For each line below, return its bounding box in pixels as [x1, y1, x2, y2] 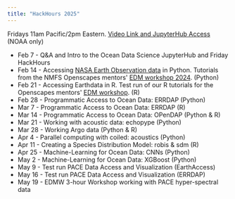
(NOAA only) [7, 37, 44, 46]
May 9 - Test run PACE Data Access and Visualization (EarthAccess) [17, 162, 216, 171]
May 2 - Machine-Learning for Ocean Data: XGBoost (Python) [17, 155, 197, 164]
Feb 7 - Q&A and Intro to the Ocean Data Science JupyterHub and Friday [17, 51, 229, 59]
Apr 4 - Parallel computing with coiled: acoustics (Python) [17, 133, 186, 141]
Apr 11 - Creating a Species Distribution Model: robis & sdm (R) [17, 140, 199, 148]
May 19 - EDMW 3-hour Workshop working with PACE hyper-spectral [17, 177, 219, 186]
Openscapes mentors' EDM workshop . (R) [17, 88, 141, 96]
